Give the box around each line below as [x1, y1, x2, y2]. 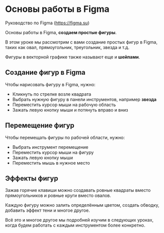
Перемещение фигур [5, 121, 74, 130]
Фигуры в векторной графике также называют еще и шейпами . [5, 54, 140, 60]
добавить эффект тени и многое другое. [5, 207, 90, 214]
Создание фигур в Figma [5, 68, 86, 77]
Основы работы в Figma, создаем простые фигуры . [5, 29, 117, 35]
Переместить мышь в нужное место [12, 160, 90, 166]
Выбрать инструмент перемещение [12, 144, 89, 150]
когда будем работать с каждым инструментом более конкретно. [5, 222, 145, 229]
